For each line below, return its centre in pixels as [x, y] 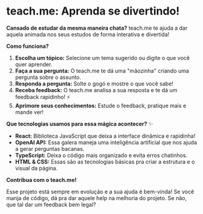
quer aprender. [34, 64]
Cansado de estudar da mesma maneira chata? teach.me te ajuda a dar [97, 28]
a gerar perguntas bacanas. [50, 149]
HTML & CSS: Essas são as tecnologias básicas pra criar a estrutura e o [105, 161]
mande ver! [29, 112]
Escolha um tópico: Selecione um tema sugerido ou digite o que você [102, 58]
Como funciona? [28, 46]
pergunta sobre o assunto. [48, 77]
